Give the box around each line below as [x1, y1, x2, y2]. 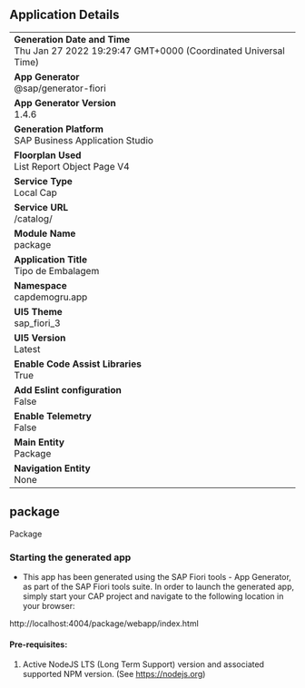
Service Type [14, 174, 73, 187]
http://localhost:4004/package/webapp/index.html [9, 617, 200, 629]
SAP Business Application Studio [14, 133, 154, 146]
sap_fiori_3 [14, 317, 61, 329]
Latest [14, 342, 41, 355]
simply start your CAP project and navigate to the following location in [22, 590, 284, 602]
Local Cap [14, 186, 57, 199]
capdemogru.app [14, 290, 88, 303]
